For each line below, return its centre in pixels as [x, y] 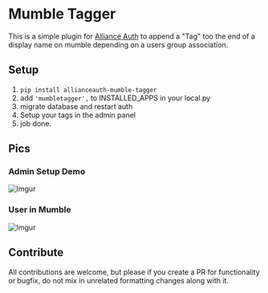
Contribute [36, 252]
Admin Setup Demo [47, 172]
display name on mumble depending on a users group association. [118, 44]
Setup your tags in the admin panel [78, 115]
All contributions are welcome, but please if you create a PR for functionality [134, 272]
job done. [36, 123]
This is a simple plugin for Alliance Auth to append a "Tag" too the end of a [132, 36]
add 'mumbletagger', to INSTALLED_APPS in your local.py [115, 98]
